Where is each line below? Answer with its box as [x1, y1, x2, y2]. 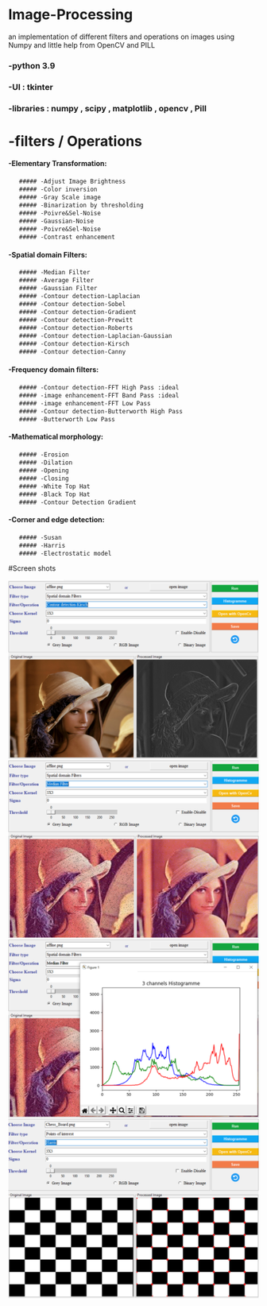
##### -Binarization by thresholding [18, 201, 145, 210]
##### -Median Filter [18, 269, 91, 277]
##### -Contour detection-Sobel [18, 300, 126, 308]
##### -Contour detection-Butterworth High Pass [18, 407, 183, 415]
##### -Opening [18, 467, 69, 475]
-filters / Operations [8, 132, 143, 150]
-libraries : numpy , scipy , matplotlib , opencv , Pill [8, 103, 207, 114]
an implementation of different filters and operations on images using [8, 32, 235, 41]
